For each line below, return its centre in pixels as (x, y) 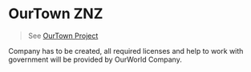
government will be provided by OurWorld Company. (95, 59)
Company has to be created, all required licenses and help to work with (126, 51)
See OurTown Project (63, 36)
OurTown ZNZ (56, 14)
